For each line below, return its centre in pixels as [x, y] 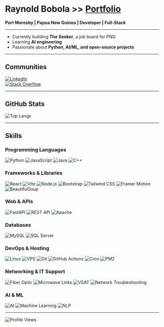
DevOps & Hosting [27, 248]
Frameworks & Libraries [34, 173]
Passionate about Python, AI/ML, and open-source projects [73, 47]
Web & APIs [19, 202]
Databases [18, 225]
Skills [13, 136]
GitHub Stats [25, 104]
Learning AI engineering [37, 42]
